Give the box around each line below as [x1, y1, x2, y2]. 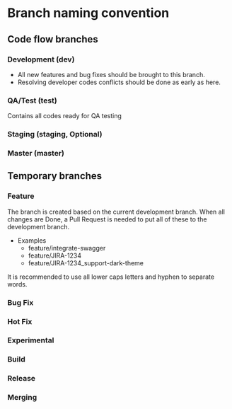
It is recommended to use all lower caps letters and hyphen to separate [7, 272, 214, 281]
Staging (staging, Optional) [7, 129, 103, 139]
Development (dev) [7, 54, 75, 64]
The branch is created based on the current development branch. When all [7, 207, 225, 216]
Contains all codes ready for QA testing [7, 112, 122, 120]
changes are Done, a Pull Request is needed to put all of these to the [7, 214, 207, 224]
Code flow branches [7, 33, 99, 45]
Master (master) [7, 149, 65, 159]
